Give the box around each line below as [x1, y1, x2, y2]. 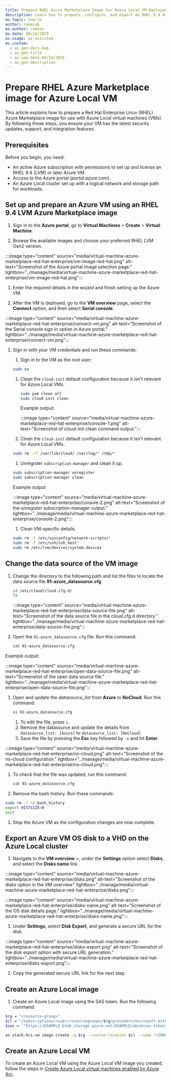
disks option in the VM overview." [5, 882, 75, 888]
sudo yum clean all [20, 391, 62, 396]
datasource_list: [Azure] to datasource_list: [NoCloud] [20, 730, 141, 736]
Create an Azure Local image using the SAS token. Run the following [12, 999, 156, 1005]
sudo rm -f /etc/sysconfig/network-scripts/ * [12, 536, 111, 541]
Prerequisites [5, 141, 49, 149]
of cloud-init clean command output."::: [58, 426, 141, 432]
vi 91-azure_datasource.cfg [12, 710, 72, 715]
